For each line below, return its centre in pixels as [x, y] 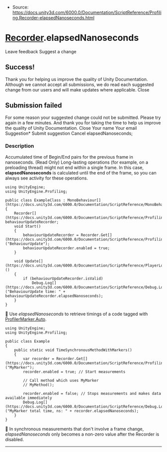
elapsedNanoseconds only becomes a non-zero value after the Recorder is [82, 434]
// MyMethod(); [39, 385]
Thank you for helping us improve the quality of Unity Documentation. [77, 79]
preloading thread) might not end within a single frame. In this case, [75, 167]
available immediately [29, 398]
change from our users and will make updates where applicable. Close [77, 90]
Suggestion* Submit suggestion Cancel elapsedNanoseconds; [69, 133]
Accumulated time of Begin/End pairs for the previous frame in [69, 157]
